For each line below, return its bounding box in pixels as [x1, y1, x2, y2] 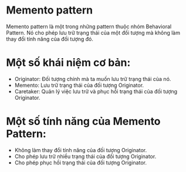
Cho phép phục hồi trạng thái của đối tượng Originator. [14, 159, 147, 166]
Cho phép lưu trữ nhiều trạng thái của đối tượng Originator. [14, 153, 157, 160]
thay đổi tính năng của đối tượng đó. [6, 35, 94, 42]
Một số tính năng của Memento [6, 115, 161, 128]
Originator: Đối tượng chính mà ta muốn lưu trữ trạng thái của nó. [14, 75, 171, 82]
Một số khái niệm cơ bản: [6, 56, 131, 69]
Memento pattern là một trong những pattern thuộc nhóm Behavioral [6, 23, 172, 30]
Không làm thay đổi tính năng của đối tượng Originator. [14, 146, 147, 153]
